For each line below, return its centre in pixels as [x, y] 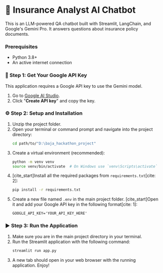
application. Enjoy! [31, 265]
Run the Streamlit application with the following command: [71, 242]
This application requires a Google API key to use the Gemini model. [74, 86]
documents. [17, 34]
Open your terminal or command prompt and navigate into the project [82, 129]
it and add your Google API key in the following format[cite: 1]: [75, 204]
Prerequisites [21, 47]
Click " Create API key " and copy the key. [54, 100]
